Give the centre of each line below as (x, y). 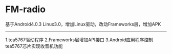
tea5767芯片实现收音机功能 (34, 46)
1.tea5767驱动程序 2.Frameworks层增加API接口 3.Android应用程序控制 (79, 40)
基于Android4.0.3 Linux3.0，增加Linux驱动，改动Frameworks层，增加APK (83, 24)
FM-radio (26, 9)
